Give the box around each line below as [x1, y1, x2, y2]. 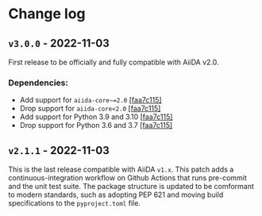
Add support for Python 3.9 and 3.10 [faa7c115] [19, 112, 173, 121]
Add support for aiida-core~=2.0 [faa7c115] [19, 95, 162, 105]
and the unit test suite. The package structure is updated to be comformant [8, 182, 254, 191]
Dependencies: [8, 77, 69, 88]
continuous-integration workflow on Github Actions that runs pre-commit [8, 173, 248, 183]
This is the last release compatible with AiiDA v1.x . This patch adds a [8, 164, 234, 175]
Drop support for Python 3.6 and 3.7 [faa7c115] [19, 121, 173, 130]
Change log [8, 5, 86, 23]
